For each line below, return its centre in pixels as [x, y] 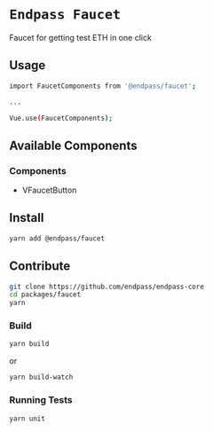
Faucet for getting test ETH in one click [81, 37]
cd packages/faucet [45, 295]
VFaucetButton [49, 190]
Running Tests [41, 400]
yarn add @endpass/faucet [57, 238]
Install [27, 218]
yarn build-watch [41, 377]
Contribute [40, 267]
